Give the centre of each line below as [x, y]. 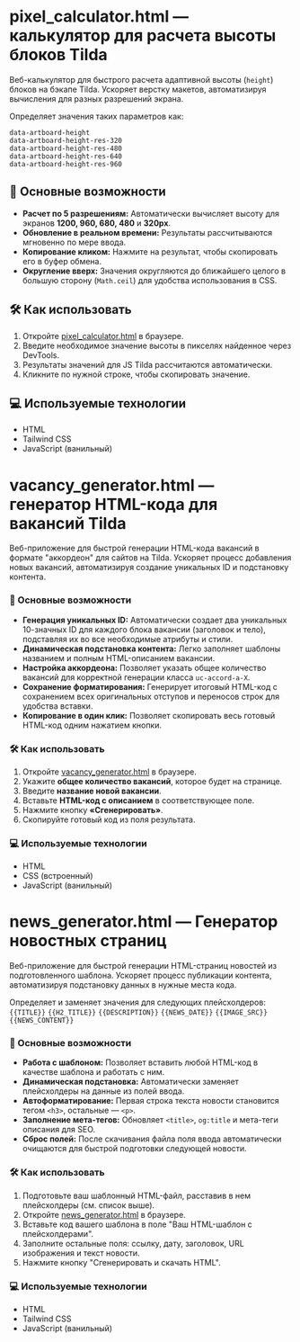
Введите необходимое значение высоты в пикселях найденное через [157, 345]
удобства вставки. [57, 706]
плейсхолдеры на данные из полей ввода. [103, 1091]
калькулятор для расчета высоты [143, 36]
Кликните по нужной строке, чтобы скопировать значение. [136, 374]
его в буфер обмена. [62, 261]
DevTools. [41, 355]
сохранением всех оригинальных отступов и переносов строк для [151, 696]
